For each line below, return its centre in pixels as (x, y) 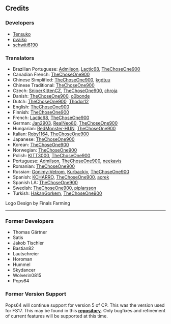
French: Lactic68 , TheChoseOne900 (51, 117)
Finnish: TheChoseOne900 (41, 112)
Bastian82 (23, 248)
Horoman (22, 259)
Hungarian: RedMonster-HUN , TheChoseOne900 (64, 128)
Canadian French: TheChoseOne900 (51, 74)
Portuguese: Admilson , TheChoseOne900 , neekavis (67, 161)
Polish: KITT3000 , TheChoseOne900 (51, 155)
